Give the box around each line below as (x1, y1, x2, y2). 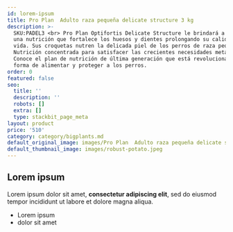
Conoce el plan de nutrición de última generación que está (13, 56, 191, 63)
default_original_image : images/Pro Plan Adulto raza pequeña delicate (7, 140, 222, 147)
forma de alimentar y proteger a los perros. (13, 62, 148, 69)
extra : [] (13, 107, 42, 114)
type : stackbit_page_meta (13, 113, 89, 120)
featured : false (7, 74, 54, 82)
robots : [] (13, 101, 45, 108)
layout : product (7, 119, 54, 127)
